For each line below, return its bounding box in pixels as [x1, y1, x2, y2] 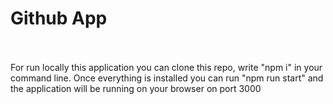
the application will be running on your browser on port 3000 [10, 82, 262, 94]
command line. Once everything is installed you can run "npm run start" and [10, 72, 324, 84]
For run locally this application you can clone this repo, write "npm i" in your [10, 61, 323, 73]
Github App [10, 7, 108, 30]
